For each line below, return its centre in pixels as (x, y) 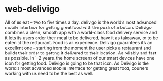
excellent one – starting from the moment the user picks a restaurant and (78, 48)
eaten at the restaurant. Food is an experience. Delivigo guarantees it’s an (79, 42)
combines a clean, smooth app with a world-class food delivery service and (81, 32)
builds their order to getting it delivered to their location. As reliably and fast (81, 53)
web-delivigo (32, 9)
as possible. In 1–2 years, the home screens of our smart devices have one (80, 58)
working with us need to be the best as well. (49, 73)
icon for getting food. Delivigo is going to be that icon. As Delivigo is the (77, 63)
